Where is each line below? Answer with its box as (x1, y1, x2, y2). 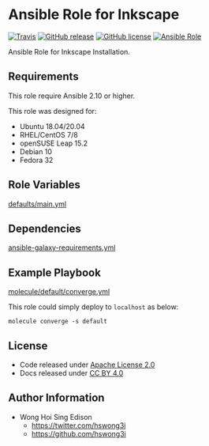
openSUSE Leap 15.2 (19, 138, 88, 148)
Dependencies (8, 221, 81, 235)
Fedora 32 (19, 155, 54, 164)
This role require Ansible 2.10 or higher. (8, 91, 136, 100)
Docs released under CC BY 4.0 (19, 369, 124, 377)
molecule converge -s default (8, 318, 108, 326)
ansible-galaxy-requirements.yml (8, 243, 116, 252)
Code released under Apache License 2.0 (19, 360, 155, 369)
